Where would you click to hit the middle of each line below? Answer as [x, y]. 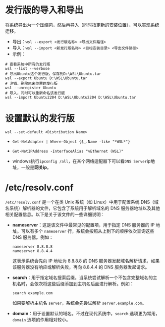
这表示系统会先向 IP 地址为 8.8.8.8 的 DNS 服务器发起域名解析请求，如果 [86, 261]
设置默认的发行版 [40, 119]
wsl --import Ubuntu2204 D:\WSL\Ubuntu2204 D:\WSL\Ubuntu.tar [71, 97]
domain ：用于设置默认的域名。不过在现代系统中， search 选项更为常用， [86, 313]
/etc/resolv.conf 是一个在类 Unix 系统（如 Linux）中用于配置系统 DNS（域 [82, 202]
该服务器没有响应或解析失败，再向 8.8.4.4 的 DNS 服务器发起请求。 [81, 267]
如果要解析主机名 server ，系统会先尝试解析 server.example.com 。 [79, 303]
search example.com [32, 293]
